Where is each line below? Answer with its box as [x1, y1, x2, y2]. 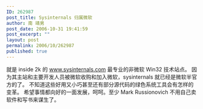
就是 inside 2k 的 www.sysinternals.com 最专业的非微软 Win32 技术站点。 [6, 65, 191, 73]
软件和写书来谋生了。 [6, 96, 59, 103]
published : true [6, 48, 47, 54]
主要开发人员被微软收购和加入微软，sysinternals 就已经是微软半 [32, 73, 192, 81]
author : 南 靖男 [6, 20, 45, 26]
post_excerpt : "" [6, 31, 50, 38]
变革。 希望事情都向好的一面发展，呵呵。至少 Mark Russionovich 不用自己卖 [6, 88, 197, 96]
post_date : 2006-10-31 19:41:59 [6, 25, 88, 32]
